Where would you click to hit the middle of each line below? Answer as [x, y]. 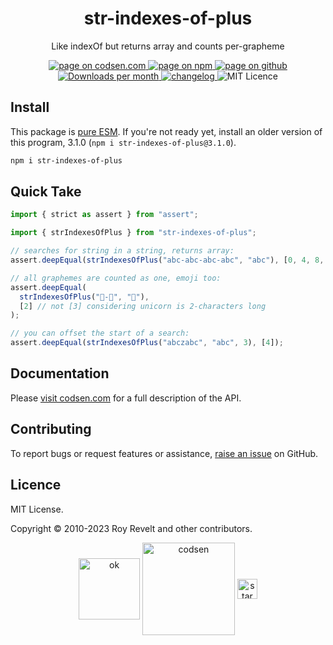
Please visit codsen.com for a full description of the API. [126, 398]
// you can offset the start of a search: [100, 333]
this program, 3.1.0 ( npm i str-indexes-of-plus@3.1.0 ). [123, 142]
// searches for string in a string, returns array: [122, 251]
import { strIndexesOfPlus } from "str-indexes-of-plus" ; [133, 233]
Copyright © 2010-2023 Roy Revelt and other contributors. [131, 528]
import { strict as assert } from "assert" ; [104, 215]
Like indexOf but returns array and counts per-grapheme [168, 46]
